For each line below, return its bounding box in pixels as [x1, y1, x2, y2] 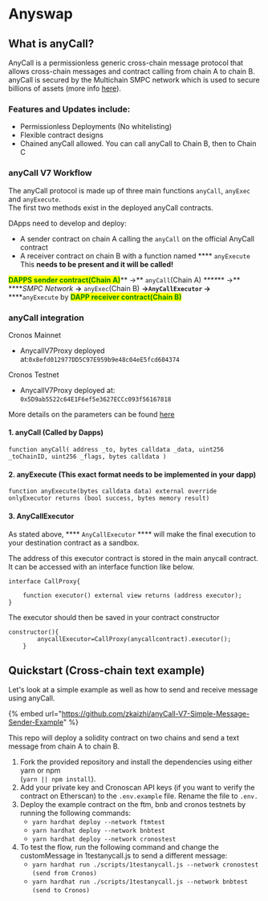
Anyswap [8, 5, 74, 23]
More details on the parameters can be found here [8, 409, 175, 419]
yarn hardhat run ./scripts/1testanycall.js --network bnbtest [31, 878, 249, 887]
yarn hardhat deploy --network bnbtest [31, 827, 166, 835]
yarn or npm [19, 765, 61, 775]
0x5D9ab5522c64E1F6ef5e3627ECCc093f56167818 [19, 395, 172, 404]
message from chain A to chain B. [8, 741, 120, 751]
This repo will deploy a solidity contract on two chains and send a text [8, 733, 239, 743]
